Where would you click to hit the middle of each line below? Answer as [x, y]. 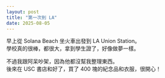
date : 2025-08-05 [28, 23]
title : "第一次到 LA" [32, 18]
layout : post [23, 12]
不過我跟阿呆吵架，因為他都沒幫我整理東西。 [62, 62]
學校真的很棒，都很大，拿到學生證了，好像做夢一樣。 [73, 48]
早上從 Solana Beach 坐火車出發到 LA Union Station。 [73, 41]
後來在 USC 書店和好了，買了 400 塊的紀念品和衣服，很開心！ [84, 69]
